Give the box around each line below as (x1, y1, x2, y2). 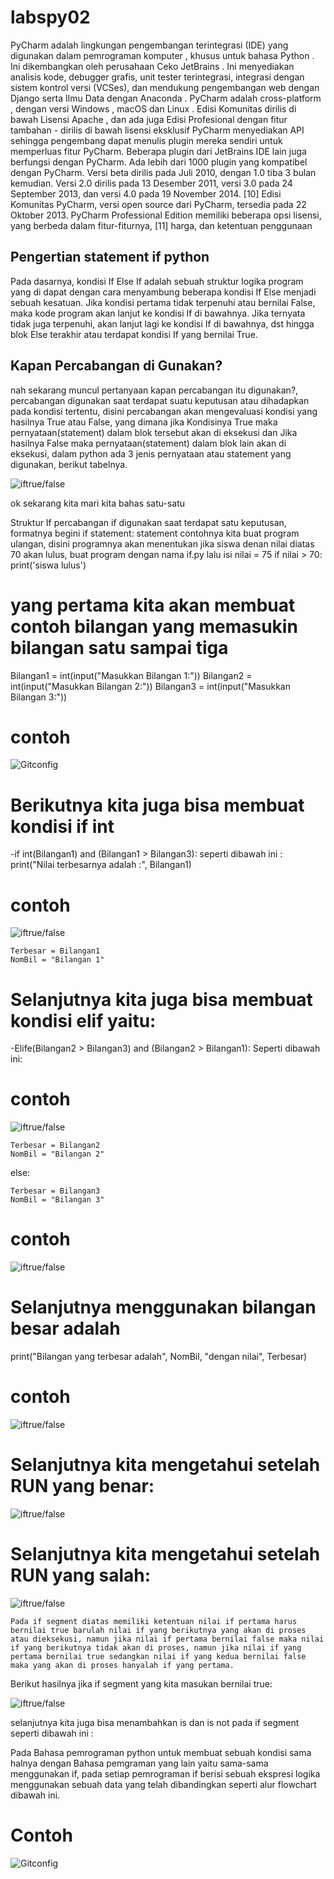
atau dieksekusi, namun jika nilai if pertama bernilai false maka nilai (10, 1634, 325, 1644)
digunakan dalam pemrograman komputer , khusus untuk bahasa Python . (10, 49, 315, 61)
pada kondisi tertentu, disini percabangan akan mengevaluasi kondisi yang (10, 405, 318, 417)
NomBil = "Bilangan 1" (10, 955, 105, 965)
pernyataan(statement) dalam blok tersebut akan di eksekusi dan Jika (10, 426, 298, 438)
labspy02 (10, 6, 91, 29)
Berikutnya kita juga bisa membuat (10, 794, 305, 816)
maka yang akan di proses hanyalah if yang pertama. (10, 1660, 235, 1670)
